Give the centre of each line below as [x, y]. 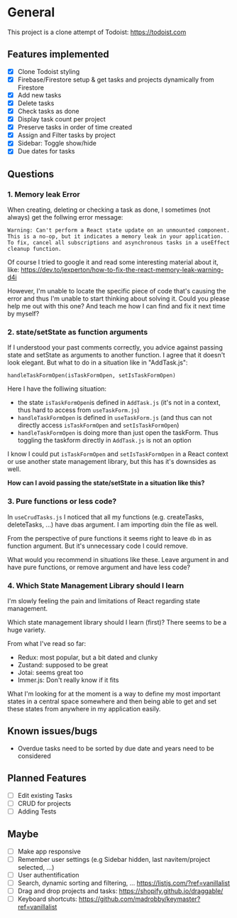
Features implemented [58, 54]
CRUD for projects [44, 803]
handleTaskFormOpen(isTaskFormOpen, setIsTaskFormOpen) [92, 376]
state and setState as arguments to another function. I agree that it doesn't [116, 355]
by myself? [23, 314]
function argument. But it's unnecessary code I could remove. [98, 546]
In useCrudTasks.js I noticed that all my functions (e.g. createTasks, [106, 517]
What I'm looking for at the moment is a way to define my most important [114, 693]
